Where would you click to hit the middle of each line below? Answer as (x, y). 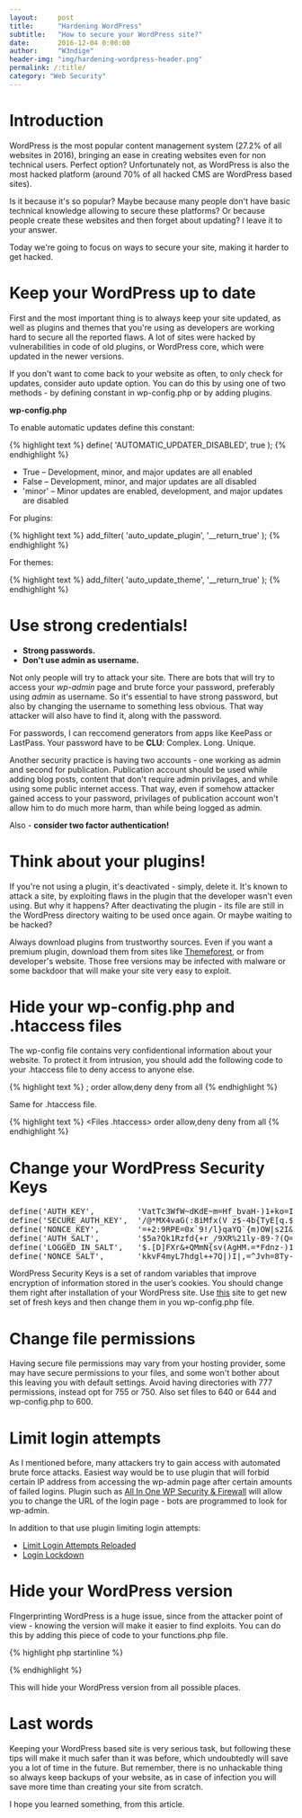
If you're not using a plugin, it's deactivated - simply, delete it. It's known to (148, 886)
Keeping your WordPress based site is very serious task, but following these (150, 1749)
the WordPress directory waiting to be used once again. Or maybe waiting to (151, 915)
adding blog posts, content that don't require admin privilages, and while (144, 779)
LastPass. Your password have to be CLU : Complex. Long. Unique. (133, 742)
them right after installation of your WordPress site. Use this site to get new (148, 1293)
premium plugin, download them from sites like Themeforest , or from (137, 951)
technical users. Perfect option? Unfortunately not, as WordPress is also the (150, 164)
